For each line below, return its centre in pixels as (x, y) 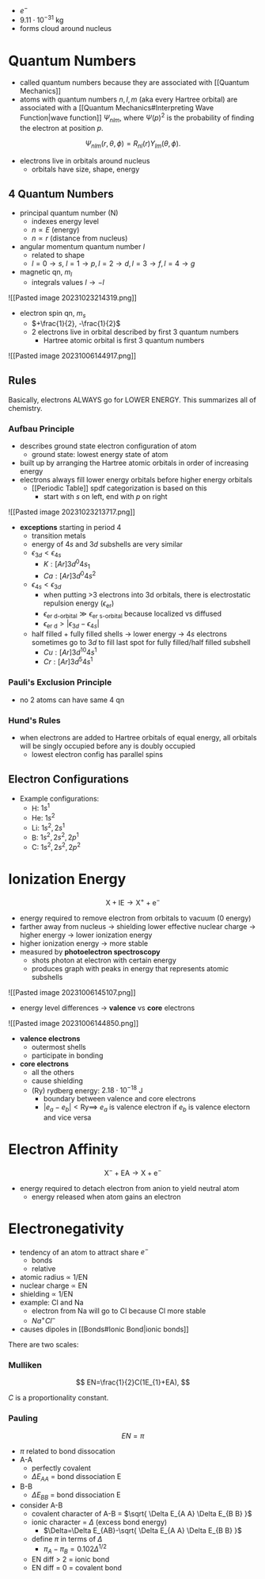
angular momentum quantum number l (82, 247)
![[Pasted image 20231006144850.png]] (74, 1023)
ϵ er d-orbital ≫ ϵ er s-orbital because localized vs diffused (132, 614)
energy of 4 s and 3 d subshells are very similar (107, 544)
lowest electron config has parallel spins (97, 755)
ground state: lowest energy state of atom (100, 455)
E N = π (133, 1435)
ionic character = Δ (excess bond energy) (99, 1522)
